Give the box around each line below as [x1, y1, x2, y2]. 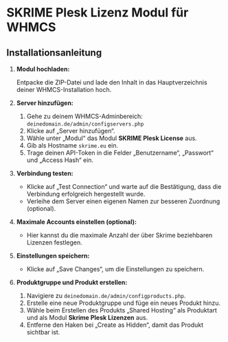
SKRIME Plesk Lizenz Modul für [6, 5, 189, 21]
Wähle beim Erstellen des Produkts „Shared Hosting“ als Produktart [26, 306, 218, 314]
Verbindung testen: [16, 170, 73, 177]
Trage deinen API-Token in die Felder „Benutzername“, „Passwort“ [26, 149, 214, 157]
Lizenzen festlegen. [26, 238, 83, 247]
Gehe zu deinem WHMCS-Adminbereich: [26, 112, 144, 120]
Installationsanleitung [6, 47, 102, 58]
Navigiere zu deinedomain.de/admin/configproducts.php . [26, 292, 186, 299]
